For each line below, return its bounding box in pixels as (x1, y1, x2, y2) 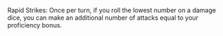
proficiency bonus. (7, 21, 62, 29)
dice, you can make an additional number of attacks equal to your (7, 13, 199, 22)
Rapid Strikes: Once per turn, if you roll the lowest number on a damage (7, 6, 217, 14)
